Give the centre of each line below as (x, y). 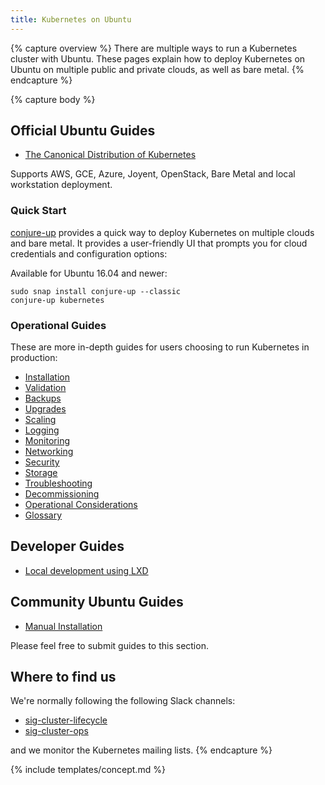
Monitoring (47, 441)
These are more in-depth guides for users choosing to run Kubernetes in (160, 347)
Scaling (40, 420)
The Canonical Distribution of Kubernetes (110, 155)
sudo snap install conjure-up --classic (96, 291)
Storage (41, 473)
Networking (49, 452)
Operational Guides (58, 325)
